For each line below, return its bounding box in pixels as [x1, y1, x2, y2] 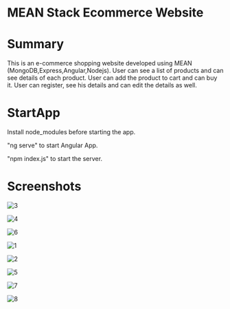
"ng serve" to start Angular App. [7, 141, 98, 149]
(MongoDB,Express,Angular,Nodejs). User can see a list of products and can [7, 67, 224, 75]
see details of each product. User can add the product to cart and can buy [7, 74, 218, 82]
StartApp [7, 105, 60, 121]
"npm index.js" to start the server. [7, 155, 103, 163]
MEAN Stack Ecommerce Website [7, 5, 204, 21]
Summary [7, 36, 64, 52]
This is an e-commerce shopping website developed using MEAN [7, 59, 192, 67]
